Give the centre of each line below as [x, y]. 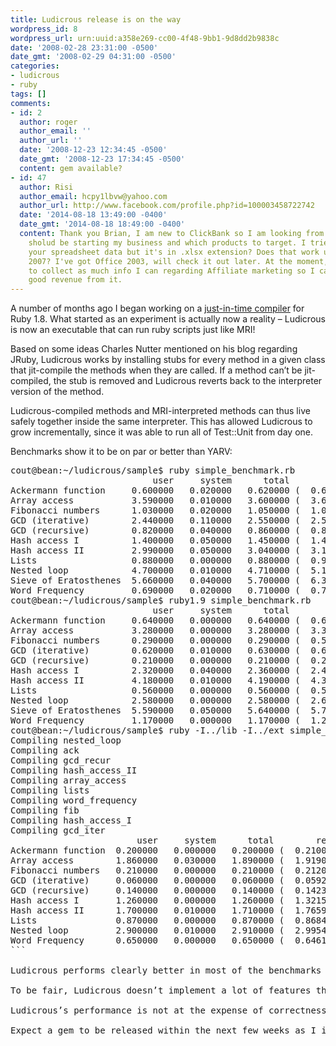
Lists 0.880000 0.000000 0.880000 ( [155, 560]
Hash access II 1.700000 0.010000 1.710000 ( [147, 910]
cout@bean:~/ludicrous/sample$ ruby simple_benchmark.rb [153, 470]
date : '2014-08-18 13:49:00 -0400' [93, 215]
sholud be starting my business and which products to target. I [167, 242]
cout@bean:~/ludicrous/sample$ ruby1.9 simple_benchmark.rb [161, 600]
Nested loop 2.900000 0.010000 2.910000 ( [147, 930]
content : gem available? [71, 168]
